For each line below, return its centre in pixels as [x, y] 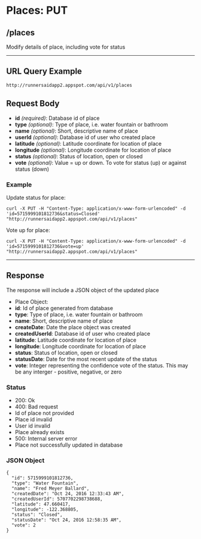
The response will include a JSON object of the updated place [83, 290]
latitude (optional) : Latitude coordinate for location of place [88, 143]
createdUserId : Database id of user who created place [83, 333]
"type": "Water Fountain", [45, 483]
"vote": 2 [24, 525]
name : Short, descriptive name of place [64, 321]
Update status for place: [36, 197]
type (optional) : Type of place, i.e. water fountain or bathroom [92, 124]
